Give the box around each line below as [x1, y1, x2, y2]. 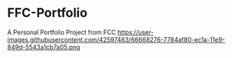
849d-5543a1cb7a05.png [7, 43, 80, 51]
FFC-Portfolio [7, 5, 88, 21]
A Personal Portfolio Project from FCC [7, 28, 117, 36]
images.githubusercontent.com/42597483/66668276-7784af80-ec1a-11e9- [7, 35, 226, 43]
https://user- [117, 28, 154, 36]
